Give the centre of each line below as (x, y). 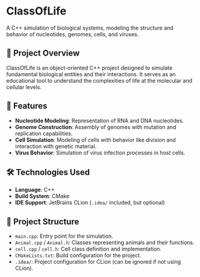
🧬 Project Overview (43, 53)
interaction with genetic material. (56, 146)
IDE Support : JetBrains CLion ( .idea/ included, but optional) (90, 203)
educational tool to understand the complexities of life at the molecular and (99, 80)
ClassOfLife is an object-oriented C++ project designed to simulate (89, 68)
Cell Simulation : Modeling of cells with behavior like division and (95, 139)
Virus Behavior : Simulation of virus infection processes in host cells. (100, 153)
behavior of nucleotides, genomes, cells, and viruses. (73, 34)
